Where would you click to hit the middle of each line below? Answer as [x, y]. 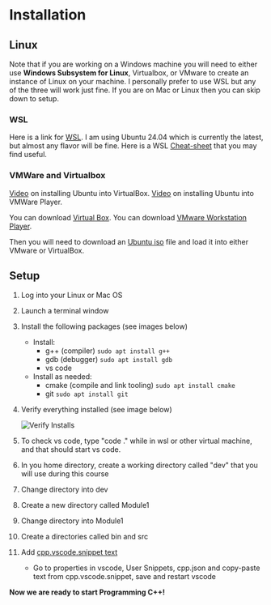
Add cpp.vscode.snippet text [69, 552]
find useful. [28, 155]
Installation [48, 15]
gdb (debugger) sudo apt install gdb [109, 360]
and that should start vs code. [71, 449]
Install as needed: [62, 377]
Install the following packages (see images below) [104, 326]
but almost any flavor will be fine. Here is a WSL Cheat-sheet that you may [133, 146]
